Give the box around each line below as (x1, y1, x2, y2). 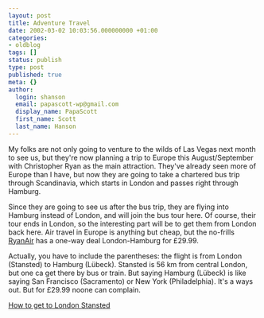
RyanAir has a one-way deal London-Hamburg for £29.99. (8, 235, 199, 245)
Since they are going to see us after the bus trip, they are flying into (8, 202, 229, 211)
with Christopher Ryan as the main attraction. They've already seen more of (8, 161, 257, 171)
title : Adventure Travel (8, 19, 91, 27)
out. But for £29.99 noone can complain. (8, 285, 142, 294)
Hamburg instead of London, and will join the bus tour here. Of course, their (8, 210, 257, 219)
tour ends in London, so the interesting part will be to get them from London (8, 219, 257, 228)
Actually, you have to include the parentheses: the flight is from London (8, 251, 243, 261)
